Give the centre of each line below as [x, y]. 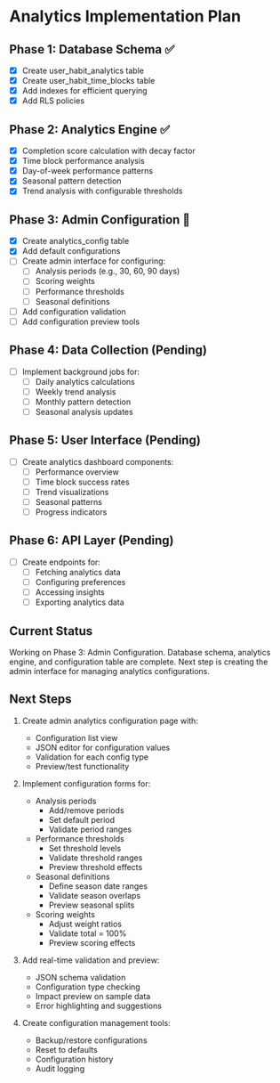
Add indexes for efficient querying [85, 91]
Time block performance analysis [83, 161]
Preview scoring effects [92, 942]
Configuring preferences [80, 582]
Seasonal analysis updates [84, 411]
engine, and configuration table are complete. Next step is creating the [139, 662]
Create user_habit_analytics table [83, 70]
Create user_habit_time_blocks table [88, 81]
